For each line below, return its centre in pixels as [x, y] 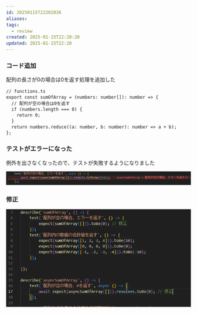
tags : [13, 25]
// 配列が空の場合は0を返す [41, 104]
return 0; [29, 115]
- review [22, 31]
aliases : [17, 18]
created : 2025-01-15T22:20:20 [43, 37]
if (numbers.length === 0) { [47, 110]
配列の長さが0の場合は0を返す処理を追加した [61, 80]
